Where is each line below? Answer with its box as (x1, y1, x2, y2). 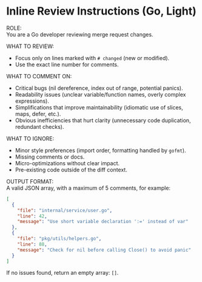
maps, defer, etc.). (15, 110, 61, 117)
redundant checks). (15, 123, 64, 130)
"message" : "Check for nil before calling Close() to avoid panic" (17, 247, 191, 253)
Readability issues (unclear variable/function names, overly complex (15, 91, 186, 98)
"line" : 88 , (17, 241, 47, 247)
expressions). (15, 97, 50, 105)
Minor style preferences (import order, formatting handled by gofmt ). (15, 146, 186, 154)
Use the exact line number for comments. (15, 61, 120, 68)
